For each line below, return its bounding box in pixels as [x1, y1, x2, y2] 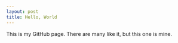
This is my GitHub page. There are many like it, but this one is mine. [6, 30, 172, 37]
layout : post [6, 8, 39, 15]
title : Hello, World [6, 14, 58, 20]
